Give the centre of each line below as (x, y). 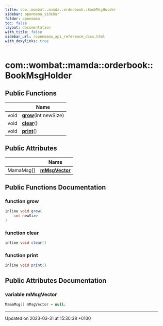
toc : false (16, 23)
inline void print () (26, 265)
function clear (22, 233)
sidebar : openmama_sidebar (32, 14)
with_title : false (24, 32)
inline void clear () (26, 243)
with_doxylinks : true (27, 41)
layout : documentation (28, 28)
